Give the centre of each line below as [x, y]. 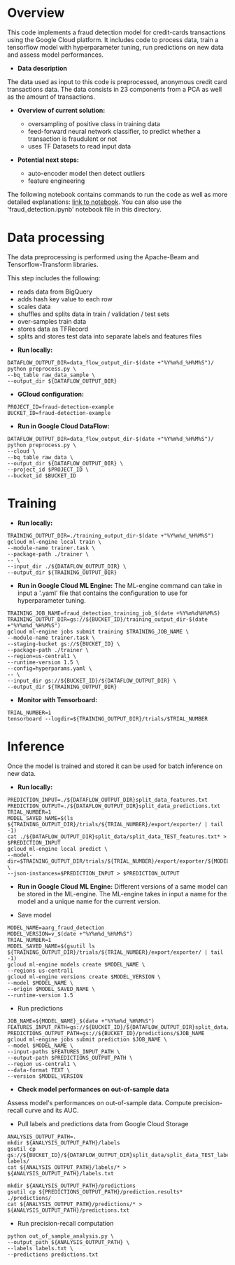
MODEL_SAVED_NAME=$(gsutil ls [51, 946]
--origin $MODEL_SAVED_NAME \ [51, 989]
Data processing [56, 238]
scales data [34, 306]
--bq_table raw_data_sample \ [51, 375]
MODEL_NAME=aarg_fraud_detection [56, 928]
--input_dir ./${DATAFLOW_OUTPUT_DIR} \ [67, 566]
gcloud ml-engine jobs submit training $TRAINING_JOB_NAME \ [98, 631]
